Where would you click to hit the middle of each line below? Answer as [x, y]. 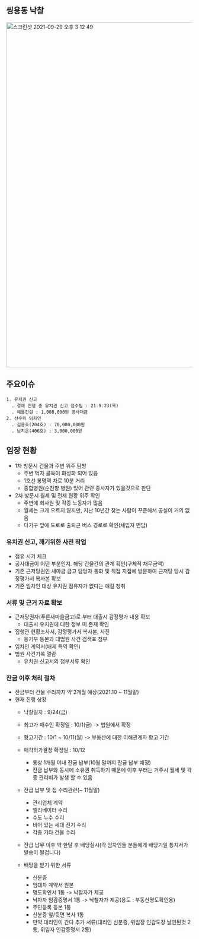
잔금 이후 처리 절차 [31, 678]
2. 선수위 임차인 [24, 418]
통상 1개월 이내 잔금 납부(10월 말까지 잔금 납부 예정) [92, 763]
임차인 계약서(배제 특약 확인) [48, 646]
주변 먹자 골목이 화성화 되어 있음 [61, 473]
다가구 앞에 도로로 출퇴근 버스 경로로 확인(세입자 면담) [86, 525]
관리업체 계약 [48, 802]
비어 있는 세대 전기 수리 [59, 825]
